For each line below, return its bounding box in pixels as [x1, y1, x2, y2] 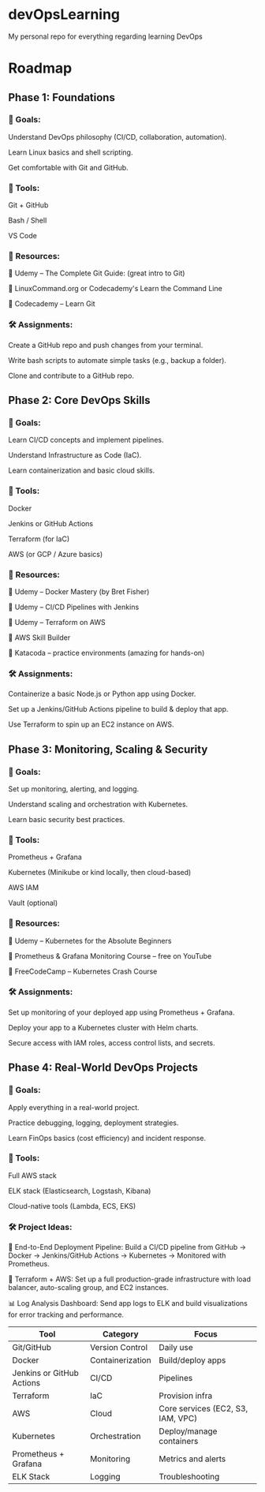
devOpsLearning [8, 6, 121, 24]
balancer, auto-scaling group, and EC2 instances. [8, 1283, 170, 1292]
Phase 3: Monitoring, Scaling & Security [8, 742, 208, 756]
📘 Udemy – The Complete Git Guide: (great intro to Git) [8, 268, 185, 278]
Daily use [159, 1342, 193, 1353]
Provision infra [159, 1390, 213, 1401]
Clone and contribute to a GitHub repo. [8, 371, 134, 380]
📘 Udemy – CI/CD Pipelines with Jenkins [8, 602, 140, 611]
